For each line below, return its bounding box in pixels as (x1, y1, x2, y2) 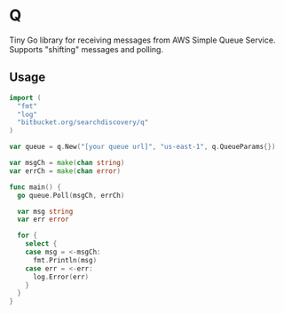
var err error (17, 215, 69, 224)
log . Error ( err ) (32, 272, 90, 281)
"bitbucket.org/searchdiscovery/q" (17, 118, 149, 127)
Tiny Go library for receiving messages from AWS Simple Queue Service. (9, 35, 276, 45)
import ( (9, 93, 42, 102)
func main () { (9, 183, 62, 192)
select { (25, 239, 58, 248)
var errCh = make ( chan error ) (9, 166, 122, 176)
